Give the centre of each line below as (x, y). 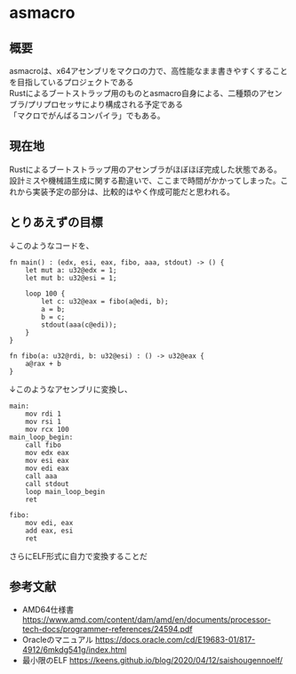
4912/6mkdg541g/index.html (74, 650)
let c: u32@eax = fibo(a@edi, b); (105, 301)
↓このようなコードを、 (52, 245)
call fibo (44, 445)
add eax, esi (49, 531)
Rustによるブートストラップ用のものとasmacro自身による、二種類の (134, 93)
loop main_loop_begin (65, 491)
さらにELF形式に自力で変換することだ (79, 556)
